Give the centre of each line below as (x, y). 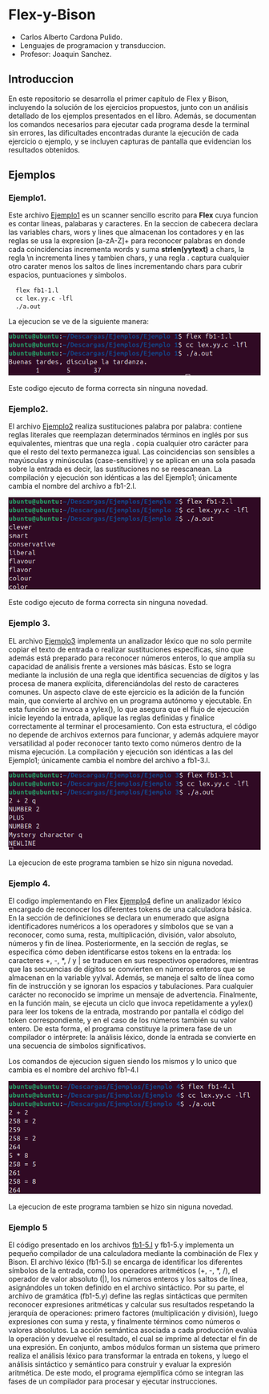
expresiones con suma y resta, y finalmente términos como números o (124, 1321)
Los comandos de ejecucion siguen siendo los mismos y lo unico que (123, 1062)
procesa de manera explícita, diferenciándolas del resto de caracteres (124, 683)
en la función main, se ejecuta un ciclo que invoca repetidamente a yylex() (131, 1003)
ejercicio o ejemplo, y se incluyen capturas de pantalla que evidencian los (130, 141)
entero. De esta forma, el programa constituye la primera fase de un (120, 1029)
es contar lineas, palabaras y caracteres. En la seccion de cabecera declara (133, 224)
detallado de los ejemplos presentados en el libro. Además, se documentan (132, 116)
